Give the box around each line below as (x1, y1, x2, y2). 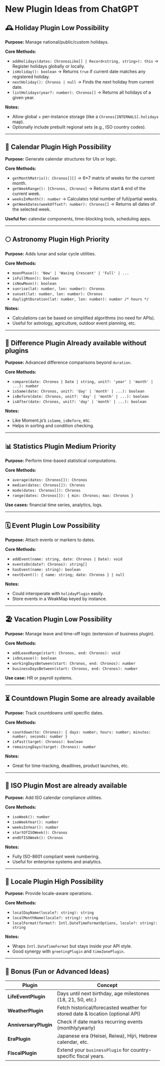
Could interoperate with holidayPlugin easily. (12, 591, 104, 597)
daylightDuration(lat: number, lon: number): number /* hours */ (12, 297, 149, 301)
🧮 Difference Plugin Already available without (5, 339, 147, 347)
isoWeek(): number (12, 814, 50, 820)
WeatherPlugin (7, 1008, 44, 1014)
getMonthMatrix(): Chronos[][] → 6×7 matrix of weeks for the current (12, 175, 155, 181)
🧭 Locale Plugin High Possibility (5, 877, 104, 886)
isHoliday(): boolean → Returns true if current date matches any (12, 69, 146, 74)
